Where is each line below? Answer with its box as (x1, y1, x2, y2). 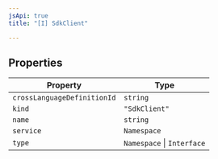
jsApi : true (8, 11, 48, 20)
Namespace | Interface (124, 137, 206, 149)
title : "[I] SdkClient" (8, 19, 89, 27)
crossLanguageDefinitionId (12, 93, 116, 103)
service (12, 126, 42, 136)
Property (47, 79, 82, 91)
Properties (8, 55, 63, 69)
